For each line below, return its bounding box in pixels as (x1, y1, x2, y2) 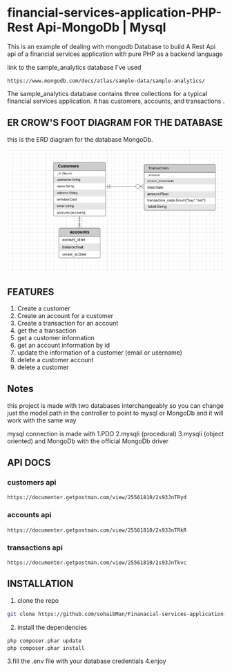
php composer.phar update (7, 637, 81, 644)
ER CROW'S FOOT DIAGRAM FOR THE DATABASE (7, 117, 223, 129)
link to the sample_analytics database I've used (7, 63, 142, 71)
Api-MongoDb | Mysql (36, 19, 166, 35)
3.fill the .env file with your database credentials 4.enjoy (7, 657, 167, 665)
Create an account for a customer (17, 311, 114, 319)
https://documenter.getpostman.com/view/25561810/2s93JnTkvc (7, 559, 187, 566)
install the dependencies (17, 623, 88, 631)
